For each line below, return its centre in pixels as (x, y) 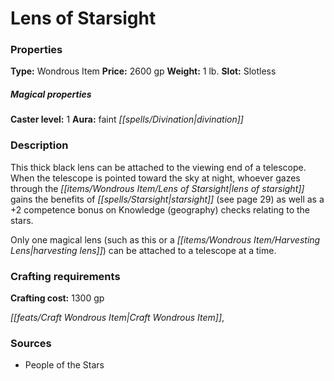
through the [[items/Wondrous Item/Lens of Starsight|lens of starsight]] (157, 188)
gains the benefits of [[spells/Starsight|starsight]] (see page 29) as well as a (167, 199)
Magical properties (51, 94)
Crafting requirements (65, 276)
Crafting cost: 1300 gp (57, 298)
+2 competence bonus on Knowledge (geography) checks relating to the (160, 209)
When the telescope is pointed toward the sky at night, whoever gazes (155, 178)
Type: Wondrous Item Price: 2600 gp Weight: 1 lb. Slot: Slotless (143, 71)
